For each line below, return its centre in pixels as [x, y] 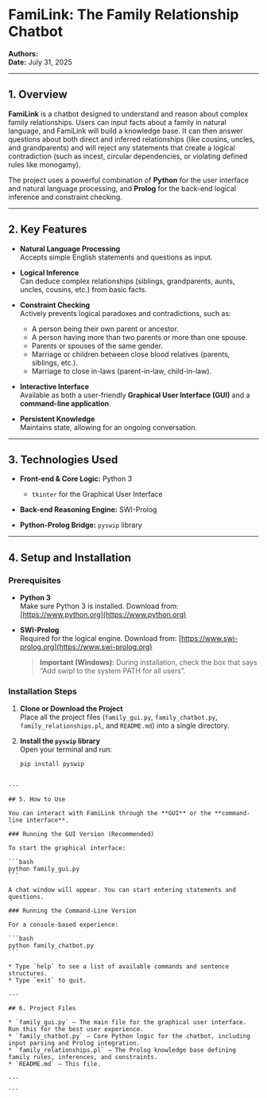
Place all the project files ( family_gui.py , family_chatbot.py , [119, 717]
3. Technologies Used [63, 459]
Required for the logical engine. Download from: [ [101, 639]
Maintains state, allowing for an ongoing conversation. [108, 427]
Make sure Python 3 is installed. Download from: [99, 606]
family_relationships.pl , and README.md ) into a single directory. [124, 725]
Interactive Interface [54, 386]
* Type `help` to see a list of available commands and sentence [118, 967]
